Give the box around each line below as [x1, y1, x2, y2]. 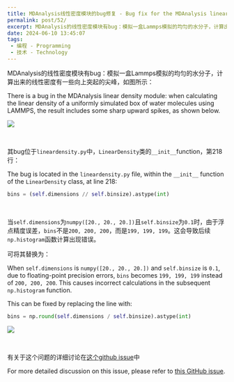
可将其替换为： [7, 250, 50, 258]
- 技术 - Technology [10, 49, 68, 56]
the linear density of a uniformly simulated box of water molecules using [7, 99, 214, 107]
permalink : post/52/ [7, 17, 68, 24]
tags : [7, 36, 23, 43]
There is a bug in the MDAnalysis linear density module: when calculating [7, 91, 218, 100]
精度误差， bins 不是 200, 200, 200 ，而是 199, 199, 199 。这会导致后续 [13, 226, 211, 234]
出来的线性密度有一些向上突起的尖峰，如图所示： [13, 77, 154, 86]
